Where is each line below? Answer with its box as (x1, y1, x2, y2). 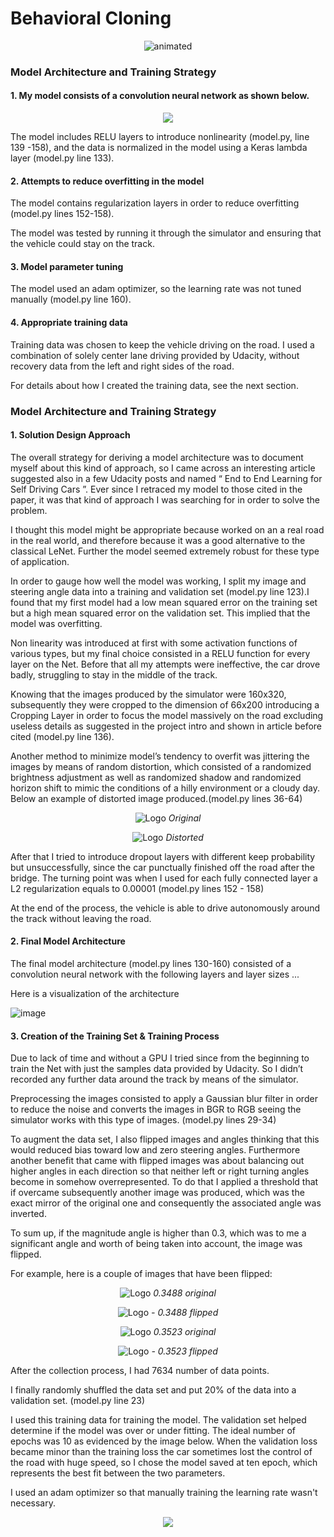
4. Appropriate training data (10, 317, 128, 329)
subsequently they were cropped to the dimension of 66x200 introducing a (10, 698, 320, 711)
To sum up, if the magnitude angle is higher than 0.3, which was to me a (10, 1227, 307, 1239)
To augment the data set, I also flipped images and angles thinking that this (10, 1133, 320, 1146)
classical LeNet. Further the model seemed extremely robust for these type (10, 545, 320, 557)
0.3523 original (153, 1326, 217, 1338)
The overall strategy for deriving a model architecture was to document (10, 451, 304, 463)
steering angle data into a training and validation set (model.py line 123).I (10, 585, 310, 597)
